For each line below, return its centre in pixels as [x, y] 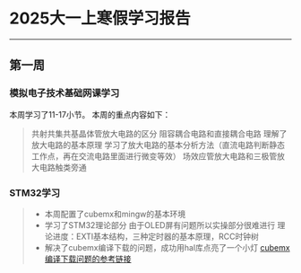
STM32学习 [35, 192]
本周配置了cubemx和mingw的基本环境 [115, 214]
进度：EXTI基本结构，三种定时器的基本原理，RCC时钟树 [156, 236]
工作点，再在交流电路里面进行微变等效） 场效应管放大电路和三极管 [154, 156]
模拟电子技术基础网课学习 [64, 93]
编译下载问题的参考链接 [88, 259]
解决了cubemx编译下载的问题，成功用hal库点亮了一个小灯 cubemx [167, 247]
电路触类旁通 [63, 167]
